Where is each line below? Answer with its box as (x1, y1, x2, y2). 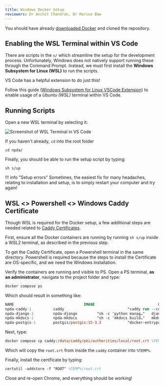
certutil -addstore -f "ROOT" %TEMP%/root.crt (5, 366, 102, 371)
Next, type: (5, 329, 28, 335)
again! (5, 185, 18, 191)
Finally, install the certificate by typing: (5, 357, 83, 363)
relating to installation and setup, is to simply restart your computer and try (5, 180, 155, 186)
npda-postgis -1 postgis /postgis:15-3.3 (5, 320, 102, 325)
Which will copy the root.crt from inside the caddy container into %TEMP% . (5, 347, 151, 353)
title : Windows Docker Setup (5, 7, 64, 12)
